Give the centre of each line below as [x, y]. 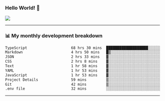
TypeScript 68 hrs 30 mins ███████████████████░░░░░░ [83, 48]
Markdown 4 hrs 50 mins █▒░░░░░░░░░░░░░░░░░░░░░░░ [83, 52]
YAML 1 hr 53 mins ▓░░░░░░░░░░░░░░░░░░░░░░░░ [83, 71]
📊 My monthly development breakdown [54, 36]
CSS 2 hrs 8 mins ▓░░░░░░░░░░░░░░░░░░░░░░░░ [83, 62]
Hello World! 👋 [23, 8]
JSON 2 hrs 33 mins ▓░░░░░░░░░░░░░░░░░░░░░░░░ [83, 57]
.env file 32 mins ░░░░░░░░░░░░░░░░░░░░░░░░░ [83, 89]
